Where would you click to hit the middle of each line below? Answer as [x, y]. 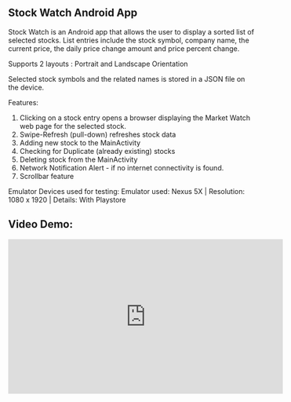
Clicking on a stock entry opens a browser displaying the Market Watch [135, 118]
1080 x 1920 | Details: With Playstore [67, 199]
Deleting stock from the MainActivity [78, 159]
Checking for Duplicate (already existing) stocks [97, 151]
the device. [26, 87]
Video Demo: [40, 224]
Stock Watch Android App [73, 13]
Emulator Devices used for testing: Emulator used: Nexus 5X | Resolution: [127, 191]
